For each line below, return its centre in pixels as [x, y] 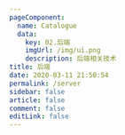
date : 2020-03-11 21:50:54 [59, 75]
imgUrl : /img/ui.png [63, 51]
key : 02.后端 [48, 42]
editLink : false [39, 116]
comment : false [37, 108]
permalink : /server [45, 83]
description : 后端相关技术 [71, 59]
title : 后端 [30, 67]
